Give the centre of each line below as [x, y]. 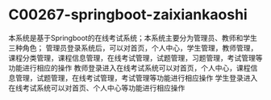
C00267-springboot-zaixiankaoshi [128, 15]
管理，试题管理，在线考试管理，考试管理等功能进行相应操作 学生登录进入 [136, 78]
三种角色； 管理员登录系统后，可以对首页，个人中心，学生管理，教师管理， [133, 48]
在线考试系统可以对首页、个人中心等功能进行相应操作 [97, 88]
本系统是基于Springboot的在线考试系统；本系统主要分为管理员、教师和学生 [133, 38]
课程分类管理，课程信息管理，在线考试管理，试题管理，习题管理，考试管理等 [135, 58]
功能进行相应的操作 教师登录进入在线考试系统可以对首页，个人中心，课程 [129, 68]
